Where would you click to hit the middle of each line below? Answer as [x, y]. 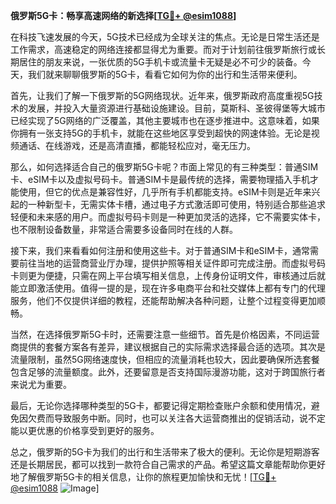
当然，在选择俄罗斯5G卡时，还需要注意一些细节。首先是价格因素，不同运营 [165, 334]
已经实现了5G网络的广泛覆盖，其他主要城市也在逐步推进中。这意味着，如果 [165, 120]
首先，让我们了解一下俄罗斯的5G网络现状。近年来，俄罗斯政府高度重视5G [162, 95]
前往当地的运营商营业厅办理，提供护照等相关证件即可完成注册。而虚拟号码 [172, 263]
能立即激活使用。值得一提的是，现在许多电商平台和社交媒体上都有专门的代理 [168, 288]
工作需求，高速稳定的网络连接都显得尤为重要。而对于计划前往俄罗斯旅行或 [163, 49]
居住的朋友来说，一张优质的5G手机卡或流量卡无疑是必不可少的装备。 [160, 62]
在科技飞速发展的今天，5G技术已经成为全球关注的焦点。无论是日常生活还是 [165, 37]
